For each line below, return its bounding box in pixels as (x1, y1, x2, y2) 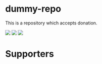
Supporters (5, 48, 54, 60)
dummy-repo (5, 3, 62, 15)
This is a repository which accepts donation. (5, 20, 97, 26)
